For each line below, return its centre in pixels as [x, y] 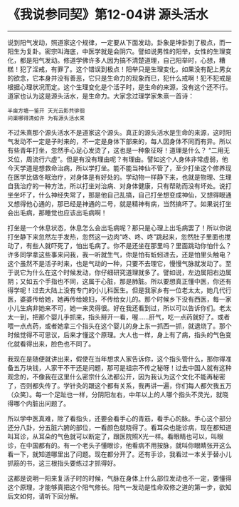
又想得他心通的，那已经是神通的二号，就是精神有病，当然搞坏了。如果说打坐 [119, 203]
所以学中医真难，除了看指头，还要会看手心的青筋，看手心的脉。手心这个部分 [119, 419]
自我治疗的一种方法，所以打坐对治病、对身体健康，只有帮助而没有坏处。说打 [119, 185]
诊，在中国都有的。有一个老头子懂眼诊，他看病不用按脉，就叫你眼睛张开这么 [119, 445]
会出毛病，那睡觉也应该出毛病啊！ [57, 212]
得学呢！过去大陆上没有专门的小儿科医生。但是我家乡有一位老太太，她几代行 [119, 290]
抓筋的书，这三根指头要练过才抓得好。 [63, 463]
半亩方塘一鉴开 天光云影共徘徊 [46, 111]
